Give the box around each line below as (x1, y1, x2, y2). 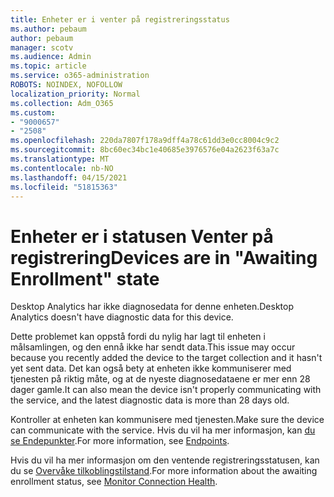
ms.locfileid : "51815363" (10, 182, 118, 192)
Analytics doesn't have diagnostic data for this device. (10, 311, 234, 323)
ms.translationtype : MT (10, 154, 110, 164)
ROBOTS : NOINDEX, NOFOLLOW (10, 80, 123, 90)
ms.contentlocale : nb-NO (10, 163, 114, 173)
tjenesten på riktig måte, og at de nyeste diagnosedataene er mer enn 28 (10, 373, 311, 385)
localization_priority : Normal (10, 89, 141, 99)
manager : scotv (10, 42, 74, 53)
